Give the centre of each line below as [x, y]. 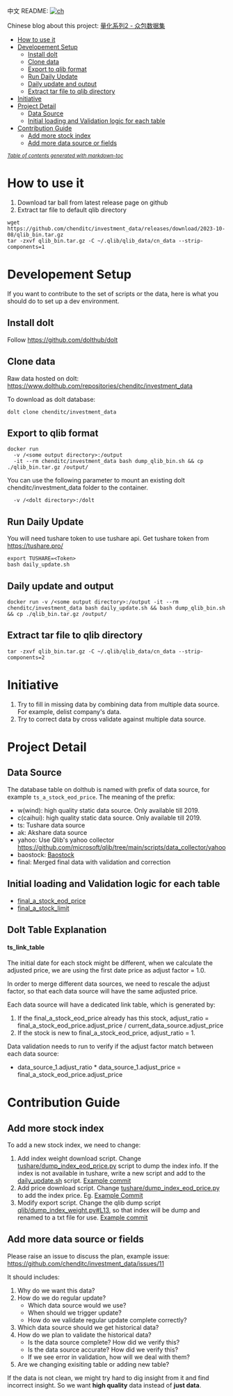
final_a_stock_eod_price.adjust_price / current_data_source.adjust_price [120, 1025]
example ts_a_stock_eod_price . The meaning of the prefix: [91, 797]
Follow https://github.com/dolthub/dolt [63, 339]
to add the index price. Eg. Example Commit [80, 1196]
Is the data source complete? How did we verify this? [104, 1342]
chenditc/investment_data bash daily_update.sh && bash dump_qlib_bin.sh [116, 608]
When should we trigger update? [74, 1313]
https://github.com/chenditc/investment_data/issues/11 [86, 1263]
